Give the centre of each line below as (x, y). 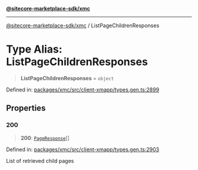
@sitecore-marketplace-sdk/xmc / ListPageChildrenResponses (83, 25)
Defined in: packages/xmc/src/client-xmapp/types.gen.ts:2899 (83, 89)
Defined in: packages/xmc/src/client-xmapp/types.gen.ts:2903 (83, 149)
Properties (26, 108)
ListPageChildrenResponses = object (67, 78)
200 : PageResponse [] (45, 138)
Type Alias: (34, 49)
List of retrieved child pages (40, 161)
